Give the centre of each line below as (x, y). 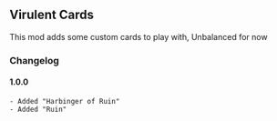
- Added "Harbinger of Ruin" (65, 101)
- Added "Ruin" (38, 109)
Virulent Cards (51, 15)
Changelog (34, 60)
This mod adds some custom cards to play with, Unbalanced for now (138, 36)
